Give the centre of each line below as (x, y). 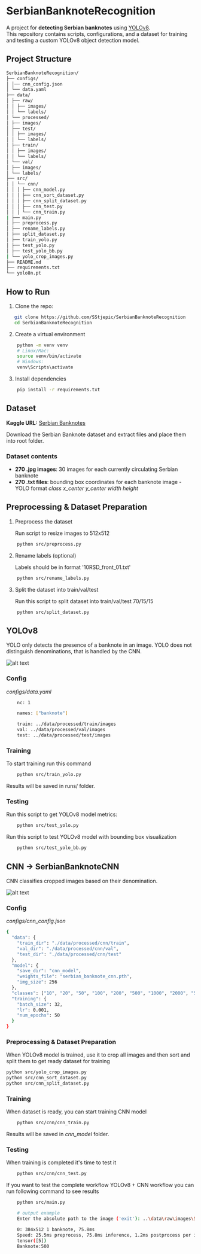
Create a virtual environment (50, 334)
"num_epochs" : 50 (39, 1015)
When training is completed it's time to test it (61, 1162)
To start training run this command (49, 763)
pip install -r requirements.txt (59, 390)
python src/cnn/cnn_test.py (52, 1174)
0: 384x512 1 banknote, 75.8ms (56, 1229)
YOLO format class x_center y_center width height (77, 488)
